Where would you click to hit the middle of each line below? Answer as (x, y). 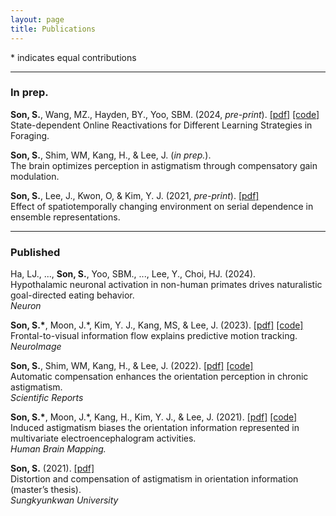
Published (35, 252)
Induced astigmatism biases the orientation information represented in (155, 428)
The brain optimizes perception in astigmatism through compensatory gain (164, 165)
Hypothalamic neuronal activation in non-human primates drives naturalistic (166, 285)
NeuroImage (36, 347)
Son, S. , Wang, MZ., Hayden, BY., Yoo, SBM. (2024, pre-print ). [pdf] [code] (165, 114)
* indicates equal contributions (73, 57)
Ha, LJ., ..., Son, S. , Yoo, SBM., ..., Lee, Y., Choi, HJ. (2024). (133, 274)
